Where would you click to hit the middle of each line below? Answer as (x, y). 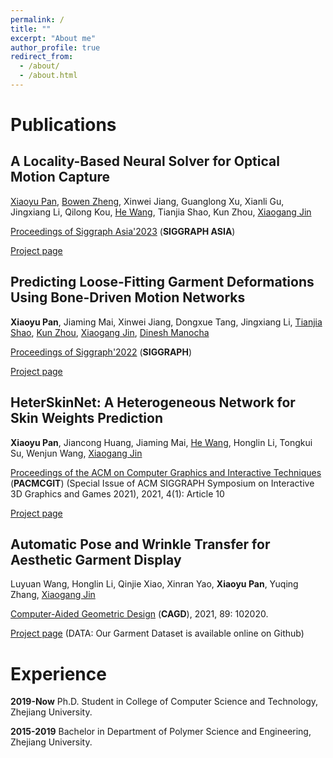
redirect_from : (42, 57)
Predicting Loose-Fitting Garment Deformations (162, 282)
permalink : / (37, 19)
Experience (58, 673)
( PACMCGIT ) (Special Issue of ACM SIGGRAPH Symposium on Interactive (162, 483)
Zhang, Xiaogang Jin (53, 595)
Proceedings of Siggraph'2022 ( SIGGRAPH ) (101, 352)
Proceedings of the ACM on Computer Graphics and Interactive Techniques (166, 472)
